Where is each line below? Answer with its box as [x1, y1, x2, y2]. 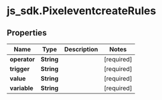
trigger [10, 65, 30, 73]
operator [10, 55, 35, 63]
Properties [7, 28, 47, 38]
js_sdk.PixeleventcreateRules [7, 4, 157, 18]
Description [64, 46, 98, 53]
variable [10, 84, 33, 92]
